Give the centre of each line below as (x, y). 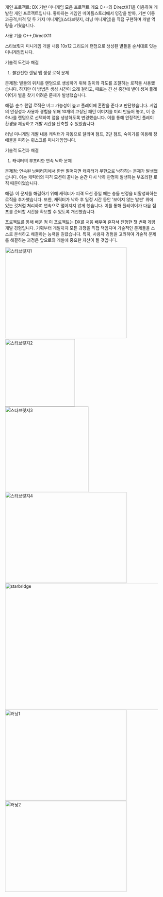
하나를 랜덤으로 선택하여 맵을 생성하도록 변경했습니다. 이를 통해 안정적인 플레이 (80, 117)
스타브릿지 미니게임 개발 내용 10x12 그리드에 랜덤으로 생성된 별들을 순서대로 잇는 (81, 46)
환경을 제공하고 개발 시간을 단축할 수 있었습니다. (50, 124)
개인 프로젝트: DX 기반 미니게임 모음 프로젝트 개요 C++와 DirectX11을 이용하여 (79, 7)
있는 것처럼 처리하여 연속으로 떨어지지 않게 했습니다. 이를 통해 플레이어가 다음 (78, 206)
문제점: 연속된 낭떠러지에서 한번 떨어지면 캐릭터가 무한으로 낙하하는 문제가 (75, 171)
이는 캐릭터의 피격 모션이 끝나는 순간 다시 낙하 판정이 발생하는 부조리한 (86, 177)
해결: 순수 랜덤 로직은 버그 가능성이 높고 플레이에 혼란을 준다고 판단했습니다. (77, 105)
